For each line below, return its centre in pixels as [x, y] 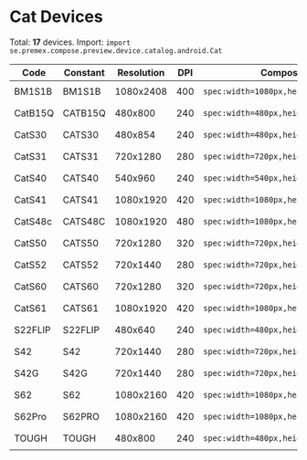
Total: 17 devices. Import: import [70, 42]
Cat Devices [56, 17]
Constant [84, 72]
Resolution [141, 72]
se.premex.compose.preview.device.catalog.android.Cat [116, 51]
